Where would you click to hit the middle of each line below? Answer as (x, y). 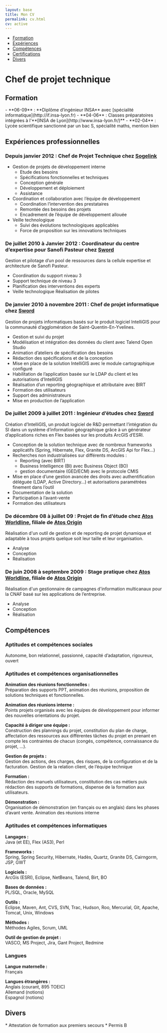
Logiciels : (16, 872)
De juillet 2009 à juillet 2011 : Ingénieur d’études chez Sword (80, 413)
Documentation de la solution (43, 492)
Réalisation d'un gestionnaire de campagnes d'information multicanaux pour (83, 589)
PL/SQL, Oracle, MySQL (30, 892)
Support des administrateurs (42, 395)
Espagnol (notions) (24, 997)
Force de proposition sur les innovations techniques (73, 230)
